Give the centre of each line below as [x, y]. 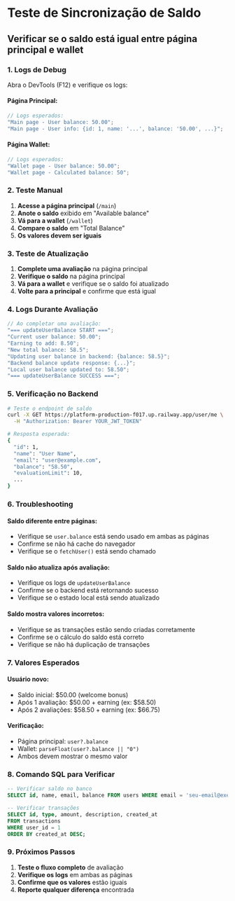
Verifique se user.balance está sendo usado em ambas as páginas [113, 537]
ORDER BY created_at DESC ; [47, 834]
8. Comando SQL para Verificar [61, 774]
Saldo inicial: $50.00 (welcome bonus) [73, 694]
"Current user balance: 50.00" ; [54, 337]
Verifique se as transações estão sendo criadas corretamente [106, 629]
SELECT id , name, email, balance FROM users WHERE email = [95, 796]
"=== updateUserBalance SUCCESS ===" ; [64, 376]
